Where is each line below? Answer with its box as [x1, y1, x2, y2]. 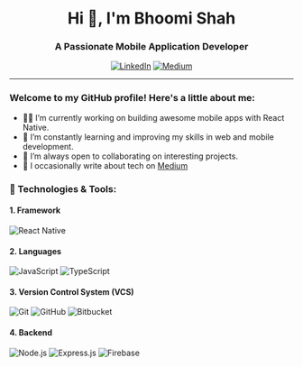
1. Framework [9, 205, 61, 216]
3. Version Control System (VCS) [9, 286, 134, 297]
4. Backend [9, 326, 52, 337]
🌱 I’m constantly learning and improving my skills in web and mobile [22, 131, 275, 142]
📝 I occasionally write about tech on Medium [22, 160, 188, 170]
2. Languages [9, 245, 61, 256]
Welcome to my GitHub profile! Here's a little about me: [9, 92, 255, 105]
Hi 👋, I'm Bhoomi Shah [67, 8, 236, 29]
